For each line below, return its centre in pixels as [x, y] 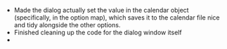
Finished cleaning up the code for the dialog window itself [98, 32]
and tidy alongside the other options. [67, 25]
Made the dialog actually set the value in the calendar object [101, 10]
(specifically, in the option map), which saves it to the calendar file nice [117, 17]
